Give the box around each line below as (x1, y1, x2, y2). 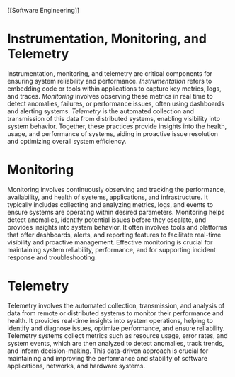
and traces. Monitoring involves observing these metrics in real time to (7, 91, 214, 100)
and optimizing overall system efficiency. (7, 137, 127, 145)
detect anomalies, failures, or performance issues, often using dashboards (7, 99, 225, 108)
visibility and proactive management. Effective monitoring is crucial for (7, 237, 213, 247)
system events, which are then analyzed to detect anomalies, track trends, (7, 339, 224, 347)
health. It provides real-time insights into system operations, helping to (7, 316, 214, 325)
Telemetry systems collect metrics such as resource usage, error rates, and (7, 331, 228, 339)
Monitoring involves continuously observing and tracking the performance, (7, 185, 226, 193)
